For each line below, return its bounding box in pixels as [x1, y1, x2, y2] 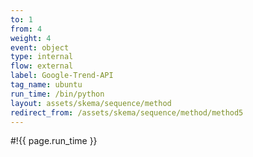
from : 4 [10, 24, 43, 34]
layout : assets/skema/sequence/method [10, 98, 172, 108]
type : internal [10, 52, 74, 62]
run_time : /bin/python [10, 89, 105, 99]
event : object [10, 42, 70, 53]
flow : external [10, 61, 74, 71]
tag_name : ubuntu [10, 80, 83, 90]
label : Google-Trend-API [10, 71, 114, 81]
